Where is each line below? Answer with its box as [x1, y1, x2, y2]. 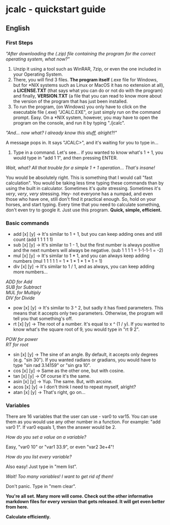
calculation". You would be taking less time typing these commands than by [6, 179, 164, 186]
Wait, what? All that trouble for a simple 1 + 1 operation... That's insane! [6, 164, 155, 171]
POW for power [6, 336, 39, 343]
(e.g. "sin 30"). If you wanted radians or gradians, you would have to [13, 357, 156, 363]
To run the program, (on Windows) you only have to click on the [13, 103, 147, 110]
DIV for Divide [6, 295, 35, 301]
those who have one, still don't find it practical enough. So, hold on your [6, 196, 156, 202]
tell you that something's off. [13, 316, 73, 322]
